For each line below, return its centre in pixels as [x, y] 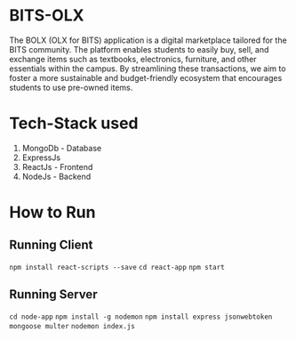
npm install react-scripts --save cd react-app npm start [117, 267]
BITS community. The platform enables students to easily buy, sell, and [139, 49]
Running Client [51, 245]
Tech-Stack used [74, 123]
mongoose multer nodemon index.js [72, 326]
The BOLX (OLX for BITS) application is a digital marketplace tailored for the [148, 40]
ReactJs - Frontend [57, 166]
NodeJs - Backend [56, 176]
